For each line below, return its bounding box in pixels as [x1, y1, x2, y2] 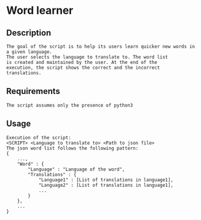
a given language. [6, 49, 52, 55]
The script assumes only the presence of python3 [6, 102, 134, 108]
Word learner [6, 4, 73, 17]
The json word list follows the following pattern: [6, 145, 138, 151]
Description [6, 28, 51, 38]
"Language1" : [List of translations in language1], [38, 177, 173, 183]
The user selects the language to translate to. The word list [6, 54, 169, 60]
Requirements [6, 86, 60, 96]
